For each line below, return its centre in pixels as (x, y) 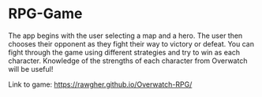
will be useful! (31, 69)
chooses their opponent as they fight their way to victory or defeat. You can (131, 43)
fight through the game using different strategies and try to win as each (124, 52)
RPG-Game (45, 14)
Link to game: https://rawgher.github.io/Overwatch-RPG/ (100, 84)
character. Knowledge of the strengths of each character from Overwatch (128, 61)
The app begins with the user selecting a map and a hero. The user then (125, 35)
